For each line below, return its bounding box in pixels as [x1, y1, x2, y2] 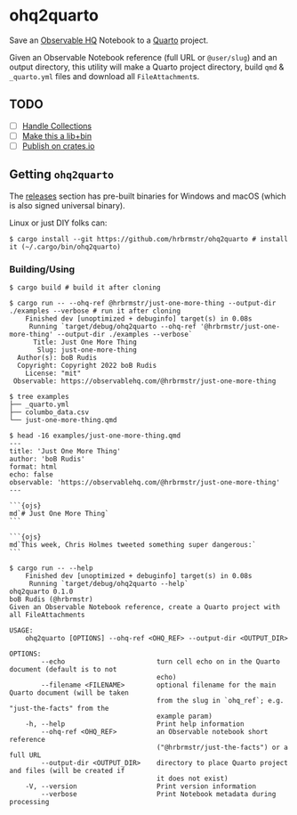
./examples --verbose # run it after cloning [9, 306, 181, 316]
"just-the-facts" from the [9, 705, 109, 713]
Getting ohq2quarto [9, 167, 114, 183]
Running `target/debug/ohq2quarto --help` [28, 580, 189, 589]
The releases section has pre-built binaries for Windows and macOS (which [9, 191, 286, 201]
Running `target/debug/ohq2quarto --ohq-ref [28, 322, 197, 331]
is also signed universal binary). [9, 200, 126, 210]
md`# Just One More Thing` [9, 509, 109, 518]
